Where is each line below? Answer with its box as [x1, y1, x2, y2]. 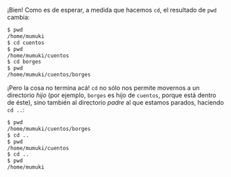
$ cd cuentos [7, 39, 45, 46]
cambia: [7, 13, 30, 21]
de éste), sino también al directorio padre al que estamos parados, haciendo [7, 98, 224, 106]
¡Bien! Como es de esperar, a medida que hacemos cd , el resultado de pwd [7, 6, 217, 14]
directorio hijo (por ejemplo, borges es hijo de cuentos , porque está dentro [7, 91, 217, 99]
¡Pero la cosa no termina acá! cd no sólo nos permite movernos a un [7, 84, 200, 92]
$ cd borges [7, 59, 41, 65]
